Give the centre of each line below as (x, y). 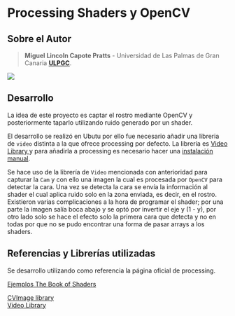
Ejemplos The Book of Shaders (52, 284)
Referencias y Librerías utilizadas (81, 254)
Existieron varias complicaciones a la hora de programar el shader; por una (115, 202)
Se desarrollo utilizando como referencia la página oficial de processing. (111, 270)
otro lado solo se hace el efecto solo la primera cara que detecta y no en (112, 217)
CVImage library (31, 297)
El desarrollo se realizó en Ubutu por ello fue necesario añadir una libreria (113, 136)
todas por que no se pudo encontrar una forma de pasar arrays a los (106, 224)
